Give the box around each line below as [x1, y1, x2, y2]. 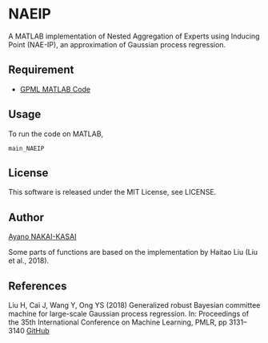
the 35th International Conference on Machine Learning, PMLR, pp [8, 317, 228, 327]
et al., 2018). [8, 256, 50, 265]
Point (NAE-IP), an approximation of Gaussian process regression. [8, 39, 226, 49]
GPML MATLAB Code [19, 84, 90, 94]
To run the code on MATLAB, [8, 129, 104, 139]
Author [8, 210, 44, 224]
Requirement [8, 63, 74, 77]
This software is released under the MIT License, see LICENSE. [8, 188, 217, 197]
